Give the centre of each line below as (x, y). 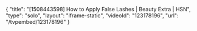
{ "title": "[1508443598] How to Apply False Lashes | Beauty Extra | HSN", (98, 9)
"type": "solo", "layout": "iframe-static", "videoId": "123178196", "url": (92, 15)
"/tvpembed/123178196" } (38, 22)
